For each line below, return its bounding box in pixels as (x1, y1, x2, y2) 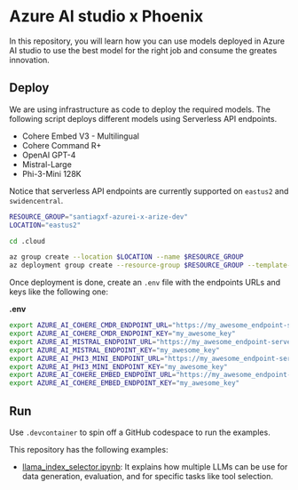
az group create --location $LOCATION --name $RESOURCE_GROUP (9, 253, 244, 261)
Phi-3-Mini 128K (21, 168, 82, 179)
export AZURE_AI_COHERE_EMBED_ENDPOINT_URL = (9, 371, 176, 380)
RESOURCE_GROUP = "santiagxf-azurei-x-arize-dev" (9, 212, 189, 221)
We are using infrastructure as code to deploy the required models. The (9, 104, 271, 115)
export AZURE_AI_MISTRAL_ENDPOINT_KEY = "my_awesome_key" (9, 345, 220, 355)
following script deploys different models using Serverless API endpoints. (9, 113, 278, 124)
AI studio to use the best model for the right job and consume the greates (9, 44, 278, 55)
